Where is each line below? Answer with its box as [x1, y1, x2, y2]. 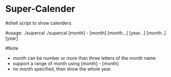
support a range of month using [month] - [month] [12, 60, 119, 66]
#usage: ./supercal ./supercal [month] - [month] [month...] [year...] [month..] [5, 30, 166, 36]
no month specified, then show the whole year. [12, 66, 112, 72]
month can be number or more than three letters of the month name [12, 55, 156, 61]
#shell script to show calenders [5, 20, 72, 26]
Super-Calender [5, 3, 75, 15]
